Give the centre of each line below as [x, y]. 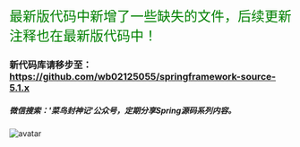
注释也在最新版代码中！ [83, 36]
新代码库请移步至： [51, 65]
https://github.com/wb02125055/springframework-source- [142, 76]
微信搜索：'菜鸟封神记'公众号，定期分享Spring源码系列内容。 [123, 110]
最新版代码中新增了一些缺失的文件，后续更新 [150, 17]
